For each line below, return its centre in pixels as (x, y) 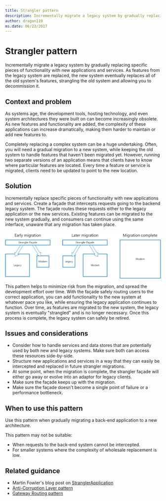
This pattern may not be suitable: (39, 435)
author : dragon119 (24, 21)
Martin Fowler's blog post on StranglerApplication (63, 483)
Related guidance (33, 471)
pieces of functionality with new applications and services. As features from (83, 70)
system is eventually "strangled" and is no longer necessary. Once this (77, 313)
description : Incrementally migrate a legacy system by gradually (75, 16)
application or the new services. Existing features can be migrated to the (79, 214)
